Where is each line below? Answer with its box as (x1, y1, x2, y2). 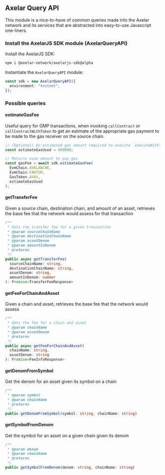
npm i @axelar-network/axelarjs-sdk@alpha (5, 61, 93, 65)
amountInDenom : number (9, 275, 56, 280)
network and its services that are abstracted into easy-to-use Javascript (5, 22, 151, 28)
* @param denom (7, 446, 38, 452)
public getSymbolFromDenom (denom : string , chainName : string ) (5, 465, 135, 470)
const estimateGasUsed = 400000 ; (5, 147, 74, 152)
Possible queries (5, 99, 46, 106)
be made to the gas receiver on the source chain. (5, 133, 105, 139)
